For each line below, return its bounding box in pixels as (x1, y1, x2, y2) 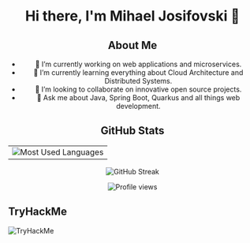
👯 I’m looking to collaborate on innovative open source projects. (35, 84, 242, 94)
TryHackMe (8, 205, 67, 219)
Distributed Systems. (104, 77, 173, 85)
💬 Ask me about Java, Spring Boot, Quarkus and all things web (36, 93, 241, 102)
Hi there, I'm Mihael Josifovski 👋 (24, 7, 241, 25)
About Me (107, 39, 158, 52)
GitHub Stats (100, 124, 165, 137)
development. (115, 102, 161, 110)
